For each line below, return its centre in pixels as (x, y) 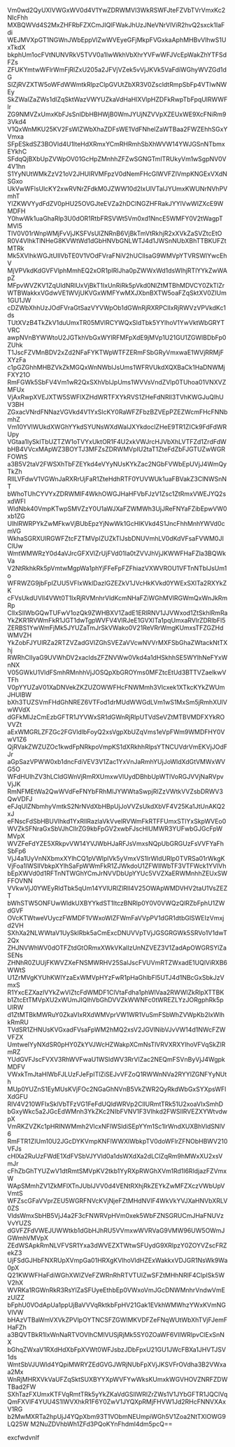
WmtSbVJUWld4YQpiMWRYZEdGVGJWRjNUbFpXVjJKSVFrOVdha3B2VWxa (117, 1364)
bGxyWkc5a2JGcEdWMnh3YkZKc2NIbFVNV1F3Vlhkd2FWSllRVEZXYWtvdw (117, 1112)
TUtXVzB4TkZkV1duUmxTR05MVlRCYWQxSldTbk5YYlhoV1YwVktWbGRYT (116, 323)
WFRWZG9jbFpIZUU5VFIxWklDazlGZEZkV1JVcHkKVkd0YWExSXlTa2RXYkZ (117, 583)
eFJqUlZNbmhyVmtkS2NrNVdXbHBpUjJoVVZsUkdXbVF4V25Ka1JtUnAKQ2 (116, 806)
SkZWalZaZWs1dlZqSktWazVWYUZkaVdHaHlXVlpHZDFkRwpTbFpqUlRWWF (117, 99)
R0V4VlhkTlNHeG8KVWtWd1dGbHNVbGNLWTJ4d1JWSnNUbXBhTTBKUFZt (117, 241)
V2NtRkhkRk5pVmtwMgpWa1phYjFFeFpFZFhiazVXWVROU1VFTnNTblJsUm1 (117, 568)
